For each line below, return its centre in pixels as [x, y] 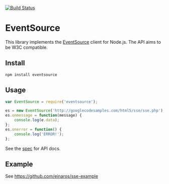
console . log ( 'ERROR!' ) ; [39, 134]
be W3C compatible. [26, 47]
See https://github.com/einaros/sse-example [52, 176]
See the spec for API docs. [33, 148]
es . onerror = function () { [33, 129]
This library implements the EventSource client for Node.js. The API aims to [83, 42]
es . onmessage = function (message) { [44, 116]
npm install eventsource [31, 75]
